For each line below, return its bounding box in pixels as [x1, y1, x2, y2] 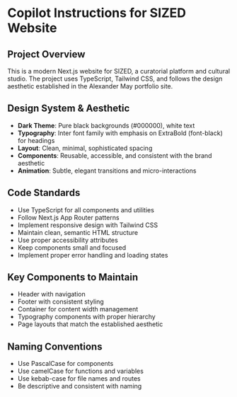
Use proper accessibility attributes [17, 236, 118, 244]
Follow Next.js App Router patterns [17, 213, 120, 221]
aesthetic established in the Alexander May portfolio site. [7, 82, 173, 90]
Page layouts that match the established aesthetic [17, 320, 163, 328]
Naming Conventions [7, 340, 103, 352]
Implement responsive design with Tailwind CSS [17, 221, 158, 229]
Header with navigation [17, 290, 86, 299]
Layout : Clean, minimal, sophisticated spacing [17, 144, 153, 152]
